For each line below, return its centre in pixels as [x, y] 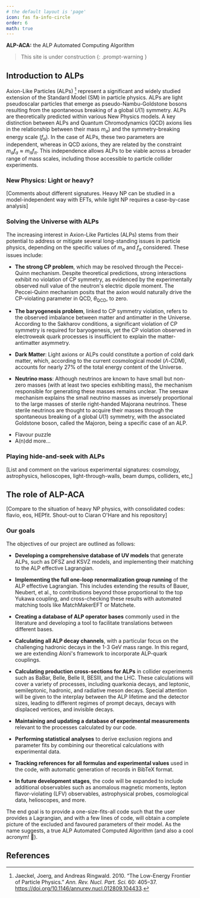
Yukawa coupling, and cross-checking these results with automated [98, 598]
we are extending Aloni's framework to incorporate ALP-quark [91, 653]
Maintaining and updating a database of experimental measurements [102, 721]
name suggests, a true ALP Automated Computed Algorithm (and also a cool [100, 831]
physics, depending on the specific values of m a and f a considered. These [98, 248]
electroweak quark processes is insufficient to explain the [85, 337]
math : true [20, 28]
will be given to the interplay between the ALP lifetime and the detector [102, 696]
